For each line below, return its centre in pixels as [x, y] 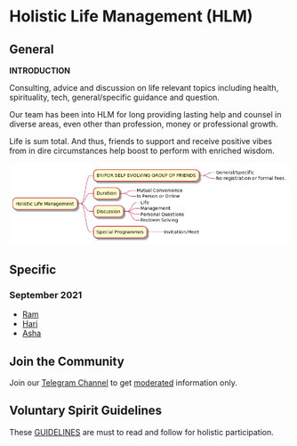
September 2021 [46, 295]
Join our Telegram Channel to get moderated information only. [123, 382]
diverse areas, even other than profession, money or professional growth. [144, 124]
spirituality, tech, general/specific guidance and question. [115, 97]
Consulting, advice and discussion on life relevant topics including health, [144, 88]
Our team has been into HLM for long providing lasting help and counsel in [145, 114]
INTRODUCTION [40, 70]
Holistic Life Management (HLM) [131, 16]
